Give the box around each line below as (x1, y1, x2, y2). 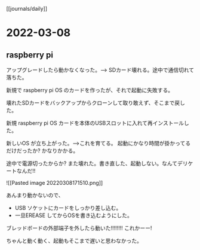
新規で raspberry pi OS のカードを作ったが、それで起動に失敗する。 (6, 87, 174, 93)
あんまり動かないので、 (6, 191, 64, 199)
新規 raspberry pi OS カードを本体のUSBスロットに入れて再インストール (6, 120, 184, 126)
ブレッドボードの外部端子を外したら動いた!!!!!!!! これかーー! (6, 224, 152, 231)
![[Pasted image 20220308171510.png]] (6, 179, 103, 186)
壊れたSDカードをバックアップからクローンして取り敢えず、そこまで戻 (6, 99, 180, 106)
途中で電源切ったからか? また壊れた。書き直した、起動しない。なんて (6, 160, 178, 167)
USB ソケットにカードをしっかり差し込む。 (14, 205, 122, 211)
